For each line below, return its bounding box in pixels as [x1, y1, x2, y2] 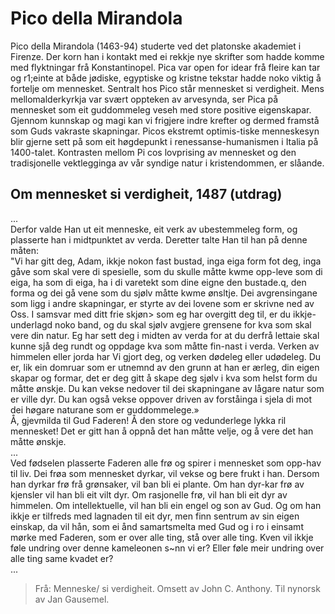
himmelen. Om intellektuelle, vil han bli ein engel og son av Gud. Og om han [10, 499, 322, 511]
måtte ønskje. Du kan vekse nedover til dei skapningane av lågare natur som [10, 382, 325, 394]
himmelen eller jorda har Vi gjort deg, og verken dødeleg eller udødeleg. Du [10, 350, 322, 362]
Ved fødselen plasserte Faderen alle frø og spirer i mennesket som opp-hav [10, 457, 322, 469]
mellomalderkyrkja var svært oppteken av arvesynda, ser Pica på [10, 93, 279, 105]
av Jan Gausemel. [34, 593, 110, 605]
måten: [10, 244, 40, 256]
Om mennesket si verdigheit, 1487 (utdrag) [10, 186, 283, 203]
